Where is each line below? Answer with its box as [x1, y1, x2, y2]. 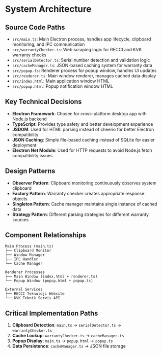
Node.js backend [12, 116, 47, 122]
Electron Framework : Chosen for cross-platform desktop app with [12, 110, 147, 116]
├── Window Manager [5, 252, 45, 257]
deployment [12, 142, 37, 148]
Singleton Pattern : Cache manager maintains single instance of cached [12, 201, 158, 207]
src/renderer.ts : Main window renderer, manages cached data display [12, 73, 156, 78]
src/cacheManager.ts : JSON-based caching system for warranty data [12, 63, 153, 68]
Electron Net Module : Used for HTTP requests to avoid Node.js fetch [12, 147, 152, 153]
